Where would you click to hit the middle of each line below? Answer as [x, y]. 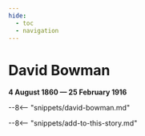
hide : [17, 16]
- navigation [37, 30]
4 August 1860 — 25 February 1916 [68, 92]
